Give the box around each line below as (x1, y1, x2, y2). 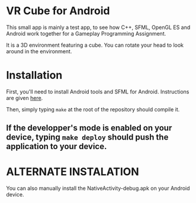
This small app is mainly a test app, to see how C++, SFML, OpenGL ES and (6, 24, 191, 31)
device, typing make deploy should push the (6, 132, 169, 143)
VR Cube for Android (6, 4, 110, 18)
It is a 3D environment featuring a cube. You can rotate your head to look (6, 41, 184, 49)
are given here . (6, 94, 43, 101)
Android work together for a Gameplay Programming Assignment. (6, 30, 166, 37)
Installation (6, 69, 63, 82)
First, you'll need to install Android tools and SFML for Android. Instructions (6, 88, 189, 95)
